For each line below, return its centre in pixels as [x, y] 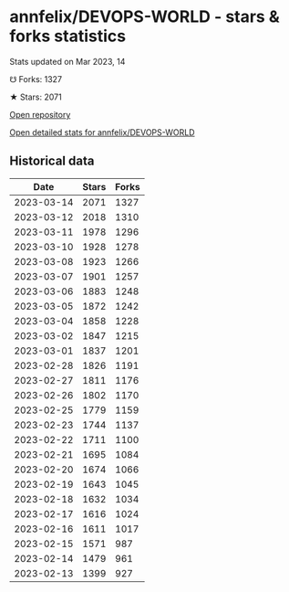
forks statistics [67, 36]
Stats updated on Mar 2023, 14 [67, 61]
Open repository [40, 114]
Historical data [52, 161]
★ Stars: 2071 [36, 97]
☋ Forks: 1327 [36, 79]
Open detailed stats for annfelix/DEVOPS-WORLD [102, 132]
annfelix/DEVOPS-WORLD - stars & [144, 17]
